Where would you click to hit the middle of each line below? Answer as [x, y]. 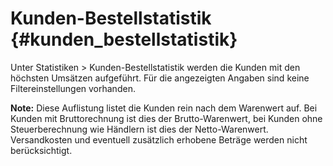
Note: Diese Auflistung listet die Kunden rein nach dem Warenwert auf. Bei [164, 108]
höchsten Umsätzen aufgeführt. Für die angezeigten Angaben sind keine [160, 78]
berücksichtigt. [41, 150]
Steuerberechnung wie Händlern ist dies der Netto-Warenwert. [139, 129]
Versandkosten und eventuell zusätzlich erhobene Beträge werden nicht [159, 139]
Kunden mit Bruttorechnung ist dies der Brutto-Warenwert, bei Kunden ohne [166, 118]
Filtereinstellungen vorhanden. [73, 88]
